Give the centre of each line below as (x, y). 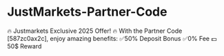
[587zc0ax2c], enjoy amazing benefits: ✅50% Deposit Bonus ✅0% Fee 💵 (112, 38)
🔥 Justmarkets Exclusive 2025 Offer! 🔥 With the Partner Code (95, 31)
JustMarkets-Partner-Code (87, 12)
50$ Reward (24, 46)
